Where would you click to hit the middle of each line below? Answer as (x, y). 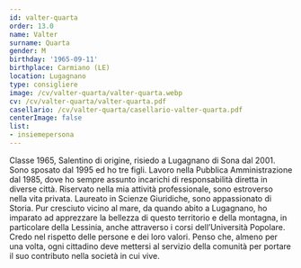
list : (19, 127)
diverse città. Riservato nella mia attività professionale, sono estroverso (142, 189)
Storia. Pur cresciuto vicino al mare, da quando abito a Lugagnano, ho (138, 208)
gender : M (28, 51)
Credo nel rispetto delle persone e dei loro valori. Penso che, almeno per (144, 237)
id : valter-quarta (44, 18)
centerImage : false (46, 118)
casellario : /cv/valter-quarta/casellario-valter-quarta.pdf (126, 110)
